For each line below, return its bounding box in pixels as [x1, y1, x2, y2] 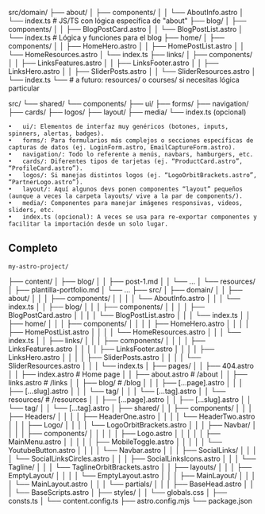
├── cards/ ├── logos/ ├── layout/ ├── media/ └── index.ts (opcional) [8, 107, 247, 117]
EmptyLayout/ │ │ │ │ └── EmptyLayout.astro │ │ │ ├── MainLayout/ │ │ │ [8, 470, 256, 480]
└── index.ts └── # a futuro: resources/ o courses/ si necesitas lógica [8, 75, 240, 84]
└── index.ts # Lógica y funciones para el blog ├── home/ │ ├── [8, 33, 225, 42]
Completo [8, 242, 58, 255]
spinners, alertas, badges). [8, 129, 105, 137]
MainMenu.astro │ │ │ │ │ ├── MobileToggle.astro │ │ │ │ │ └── [8, 437, 222, 446]
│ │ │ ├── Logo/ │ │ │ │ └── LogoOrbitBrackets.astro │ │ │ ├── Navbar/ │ [8, 419, 257, 429]
